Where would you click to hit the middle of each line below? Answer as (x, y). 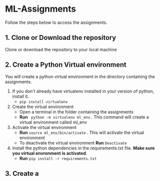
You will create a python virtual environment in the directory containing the (80, 76)
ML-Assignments (41, 9)
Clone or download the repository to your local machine (61, 49)
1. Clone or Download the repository (60, 38)
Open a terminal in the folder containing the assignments (76, 112)
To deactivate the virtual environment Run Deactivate (73, 143)
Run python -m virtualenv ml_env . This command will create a (84, 117)
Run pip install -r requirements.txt (58, 158)
